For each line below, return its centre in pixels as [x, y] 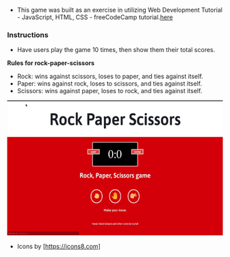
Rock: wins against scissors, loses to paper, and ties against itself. [110, 76]
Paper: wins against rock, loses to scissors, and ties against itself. [110, 84]
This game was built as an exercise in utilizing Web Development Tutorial [119, 10]
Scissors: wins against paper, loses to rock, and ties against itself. [110, 91]
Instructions [28, 35]
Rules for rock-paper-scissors [51, 63]
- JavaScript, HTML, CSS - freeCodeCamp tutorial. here [95, 17]
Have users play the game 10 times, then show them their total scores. [116, 50]
